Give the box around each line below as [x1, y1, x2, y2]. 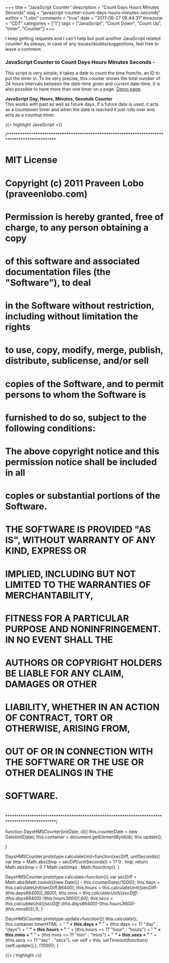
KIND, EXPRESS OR [5, 545, 87, 557]
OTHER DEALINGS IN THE [5, 767, 114, 779]
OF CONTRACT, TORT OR [5, 712, 113, 724]
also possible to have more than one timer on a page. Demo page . [5, 86, 142, 92]
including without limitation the [5, 311, 138, 322]
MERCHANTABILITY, [5, 589, 94, 601]
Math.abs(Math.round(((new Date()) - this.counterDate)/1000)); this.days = [5, 879, 160, 885]
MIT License [5, 155, 58, 166]
